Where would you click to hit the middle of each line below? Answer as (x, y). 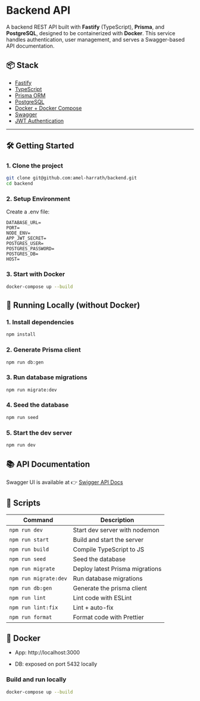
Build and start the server (108, 539)
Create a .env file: (28, 212)
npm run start (29, 539)
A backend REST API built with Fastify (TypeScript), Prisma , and (85, 27)
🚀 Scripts (23, 503)
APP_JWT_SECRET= (26, 238)
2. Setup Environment (38, 199)
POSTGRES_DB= (22, 254)
